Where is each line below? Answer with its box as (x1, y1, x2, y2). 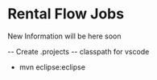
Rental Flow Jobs (7, 5, 125, 23)
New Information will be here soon (7, 31, 122, 41)
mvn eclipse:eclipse (19, 62, 86, 72)
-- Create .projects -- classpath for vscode (7, 46, 150, 56)
